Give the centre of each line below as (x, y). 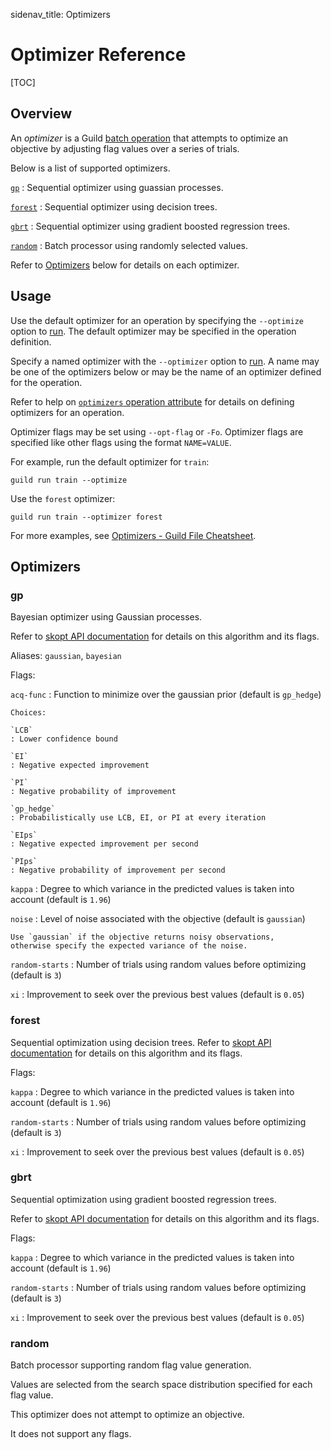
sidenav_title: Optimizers (60, 14)
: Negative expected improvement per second (104, 844)
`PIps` (24, 862)
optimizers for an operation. (67, 412)
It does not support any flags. (71, 1434)
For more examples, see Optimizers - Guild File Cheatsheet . (133, 535)
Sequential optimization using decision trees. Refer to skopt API (141, 1042)
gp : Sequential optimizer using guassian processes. (117, 187)
